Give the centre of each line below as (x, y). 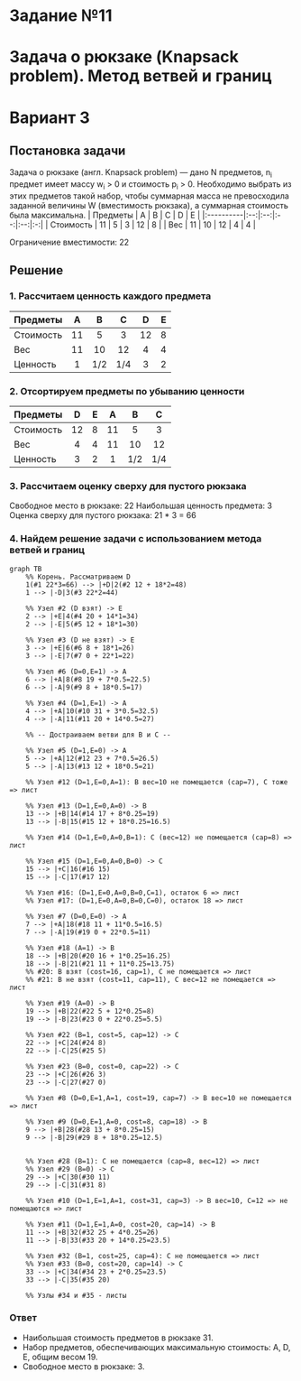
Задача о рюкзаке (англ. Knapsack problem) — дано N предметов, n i (141, 174)
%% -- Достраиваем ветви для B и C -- (98, 735)
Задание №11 (61, 16)
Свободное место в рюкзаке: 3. (83, 1366)
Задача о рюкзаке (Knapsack (124, 57)
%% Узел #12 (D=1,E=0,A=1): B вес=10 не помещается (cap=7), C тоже (157, 782)
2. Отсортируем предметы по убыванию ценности (127, 391)
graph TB (26, 569)
